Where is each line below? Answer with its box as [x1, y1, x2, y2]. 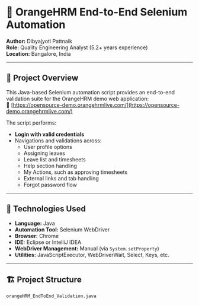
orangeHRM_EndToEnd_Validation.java [6, 293, 97, 299]
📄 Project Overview [6, 73, 79, 83]
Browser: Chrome [14, 232, 59, 239]
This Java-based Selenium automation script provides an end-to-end [6, 88, 175, 96]
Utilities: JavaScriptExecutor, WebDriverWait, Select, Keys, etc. [14, 251, 170, 258]
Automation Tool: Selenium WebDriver [14, 225, 110, 233]
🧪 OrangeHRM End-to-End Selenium [6, 5, 188, 19]
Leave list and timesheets [23, 155, 86, 163]
